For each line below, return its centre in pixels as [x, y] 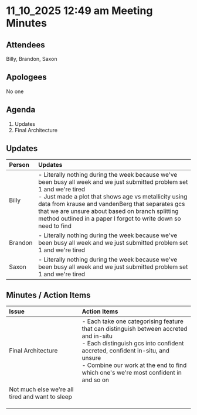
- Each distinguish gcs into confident [133, 344]
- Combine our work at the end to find [134, 365]
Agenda [21, 110]
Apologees [26, 77]
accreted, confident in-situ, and [126, 351]
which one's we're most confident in [132, 373]
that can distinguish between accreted [135, 329]
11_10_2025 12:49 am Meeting [79, 11]
